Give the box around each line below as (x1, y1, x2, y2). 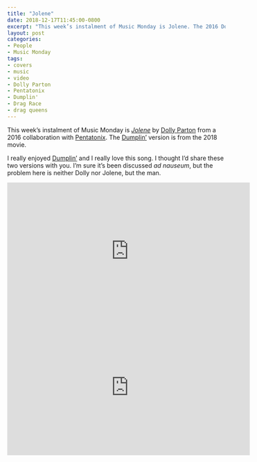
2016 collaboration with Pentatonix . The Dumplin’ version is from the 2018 (7, 133, 218, 141)
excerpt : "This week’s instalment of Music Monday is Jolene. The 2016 (7, 23, 218, 30)
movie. (7, 140, 26, 149)
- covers (7, 62, 33, 69)
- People (7, 42, 33, 49)
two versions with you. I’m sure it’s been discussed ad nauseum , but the (7, 161, 213, 170)
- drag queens (7, 107, 48, 114)
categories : (7, 36, 42, 43)
